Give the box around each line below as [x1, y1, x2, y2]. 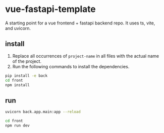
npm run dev [5, 123, 30, 128]
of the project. [12, 58, 42, 64]
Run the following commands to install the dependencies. [12, 63, 130, 69]
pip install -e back [5, 73, 48, 78]
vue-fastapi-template [5, 3, 96, 15]
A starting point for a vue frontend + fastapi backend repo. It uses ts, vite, [5, 20, 155, 26]
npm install [5, 82, 30, 88]
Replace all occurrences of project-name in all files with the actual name [12, 53, 160, 59]
